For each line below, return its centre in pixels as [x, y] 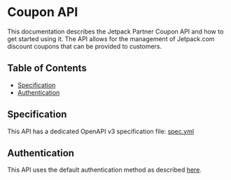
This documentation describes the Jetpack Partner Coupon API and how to [115, 31]
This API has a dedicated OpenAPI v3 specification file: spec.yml [101, 131]
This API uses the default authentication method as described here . [104, 170]
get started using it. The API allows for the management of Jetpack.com [111, 38]
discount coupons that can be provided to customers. [85, 46]
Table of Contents [47, 68]
